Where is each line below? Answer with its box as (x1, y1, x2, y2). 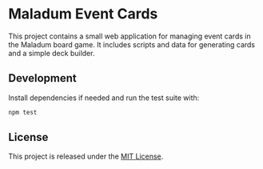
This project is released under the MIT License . (8, 151, 164, 161)
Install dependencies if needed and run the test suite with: (8, 93, 200, 103)
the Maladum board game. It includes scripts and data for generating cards (8, 39, 256, 49)
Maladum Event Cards (8, 5, 158, 23)
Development (8, 71, 78, 85)
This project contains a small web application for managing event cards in (8, 31, 251, 41)
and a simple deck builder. (8, 48, 95, 58)
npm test (8, 108, 38, 116)
